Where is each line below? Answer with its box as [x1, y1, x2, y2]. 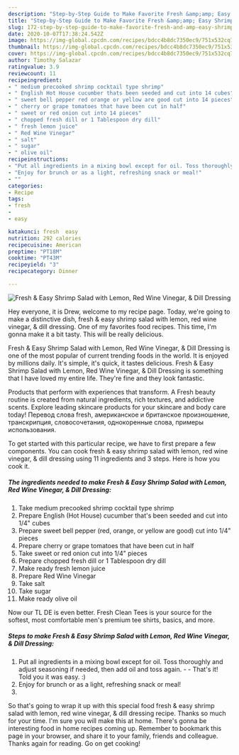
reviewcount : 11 [8, 70, 56, 77]
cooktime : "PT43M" [8, 255, 62, 262]
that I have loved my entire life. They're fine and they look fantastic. [8, 374, 205, 382]
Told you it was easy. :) [18, 673, 86, 681]
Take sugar [18, 587, 52, 595]
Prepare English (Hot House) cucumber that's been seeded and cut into [18, 511, 228, 520]
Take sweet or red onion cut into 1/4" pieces [18, 549, 148, 557]
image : [8, 37, 28, 44]
